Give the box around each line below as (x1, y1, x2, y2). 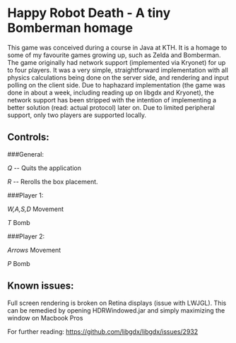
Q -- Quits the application (7, 164, 81, 172)
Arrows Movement (7, 246, 61, 254)
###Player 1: (7, 191, 44, 199)
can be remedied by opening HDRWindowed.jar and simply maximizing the (7, 306, 225, 315)
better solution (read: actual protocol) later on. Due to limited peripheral (7, 103, 216, 112)
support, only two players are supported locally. (7, 111, 147, 119)
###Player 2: (7, 231, 45, 241)
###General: (7, 150, 45, 158)
